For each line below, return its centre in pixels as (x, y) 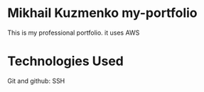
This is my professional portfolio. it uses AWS (74, 33)
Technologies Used (66, 61)
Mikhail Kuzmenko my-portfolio (102, 13)
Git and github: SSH (36, 81)
